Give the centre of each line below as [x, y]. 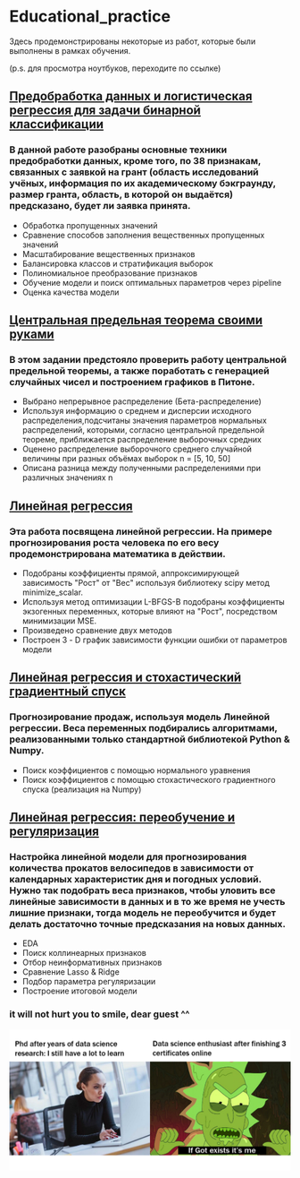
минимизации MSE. [59, 621]
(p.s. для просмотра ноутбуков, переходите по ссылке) [115, 68]
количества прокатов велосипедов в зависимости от [132, 868]
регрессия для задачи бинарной [105, 111]
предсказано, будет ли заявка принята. [100, 206]
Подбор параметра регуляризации [89, 982]
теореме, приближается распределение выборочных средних [142, 440]
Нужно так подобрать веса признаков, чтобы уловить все [142, 890]
